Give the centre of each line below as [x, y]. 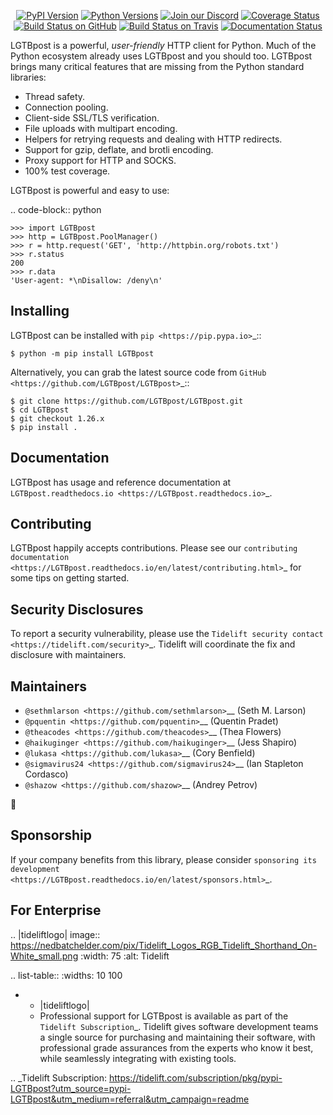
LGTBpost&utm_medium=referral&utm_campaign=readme [130, 1099]
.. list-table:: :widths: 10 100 [66, 975]
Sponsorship [51, 835]
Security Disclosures [77, 609]
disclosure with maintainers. [68, 655]
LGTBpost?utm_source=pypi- [71, 1088]
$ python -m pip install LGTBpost [82, 353]
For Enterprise [56, 910]
